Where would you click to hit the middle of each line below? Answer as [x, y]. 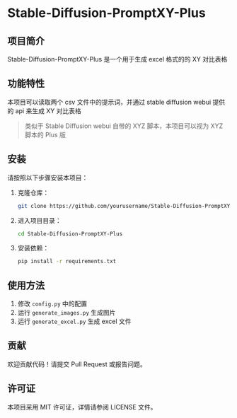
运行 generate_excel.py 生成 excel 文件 [74, 321]
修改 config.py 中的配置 [52, 304]
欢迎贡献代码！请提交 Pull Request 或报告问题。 [77, 364]
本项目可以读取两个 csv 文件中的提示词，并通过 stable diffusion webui [109, 102]
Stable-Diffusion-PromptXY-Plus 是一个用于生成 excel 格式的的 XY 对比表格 [117, 59]
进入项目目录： [39, 220]
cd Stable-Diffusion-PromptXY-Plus [70, 234]
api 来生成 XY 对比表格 [48, 110]
